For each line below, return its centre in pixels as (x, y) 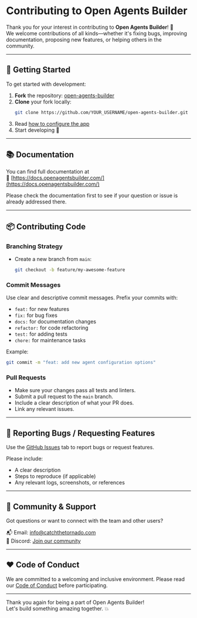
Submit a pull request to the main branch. (64, 397)
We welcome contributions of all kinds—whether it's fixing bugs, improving (97, 33)
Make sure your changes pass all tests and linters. (75, 390)
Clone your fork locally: (43, 102)
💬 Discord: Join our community (43, 541)
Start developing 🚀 (37, 130)
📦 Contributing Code (46, 227)
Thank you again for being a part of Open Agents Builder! (75, 602)
